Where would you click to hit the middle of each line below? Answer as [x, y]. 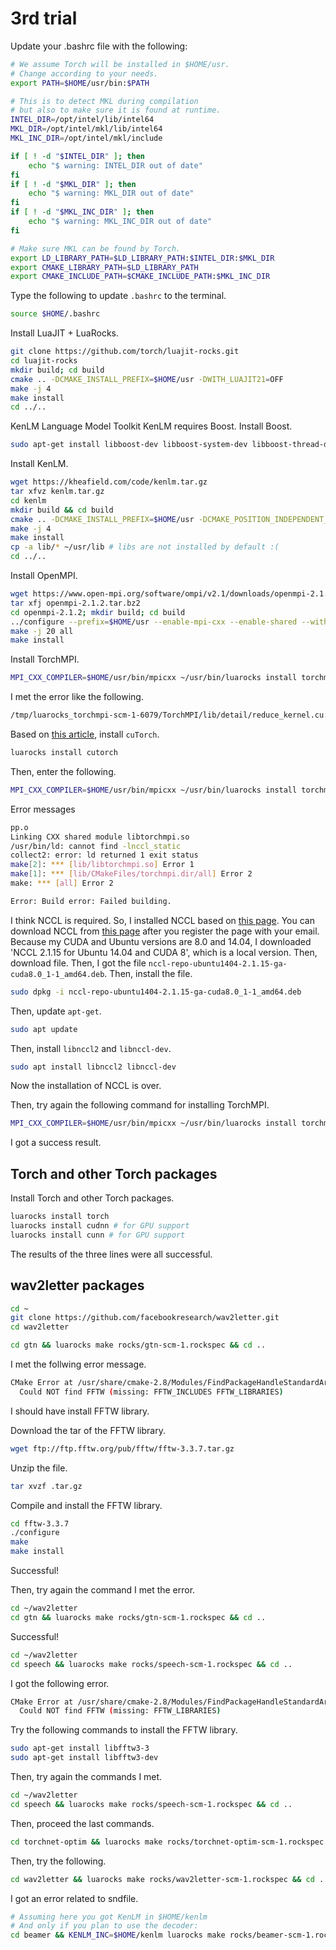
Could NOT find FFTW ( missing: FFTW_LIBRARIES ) [120, 1711]
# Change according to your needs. [84, 73]
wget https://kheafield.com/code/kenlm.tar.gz [109, 482]
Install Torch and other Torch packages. [92, 1198]
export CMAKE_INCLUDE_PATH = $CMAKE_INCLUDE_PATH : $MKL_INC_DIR [140, 277]
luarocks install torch [60, 1217]
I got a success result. [56, 1143]
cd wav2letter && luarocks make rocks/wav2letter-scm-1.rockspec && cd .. [169, 1879]
